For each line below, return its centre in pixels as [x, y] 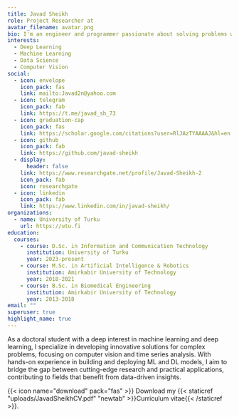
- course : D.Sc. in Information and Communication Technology [114, 246]
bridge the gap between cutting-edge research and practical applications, [116, 369]
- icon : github [36, 140]
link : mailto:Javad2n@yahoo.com [68, 93]
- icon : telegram [39, 101]
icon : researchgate [49, 186]
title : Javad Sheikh [38, 14]
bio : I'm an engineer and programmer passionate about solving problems [117, 34]
